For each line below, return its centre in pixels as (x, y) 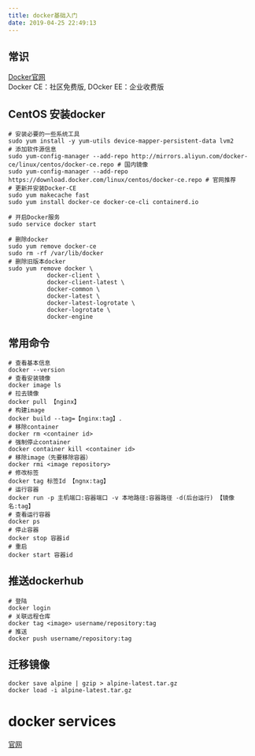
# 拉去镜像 (24, 393)
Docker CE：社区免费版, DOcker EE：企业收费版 (86, 87)
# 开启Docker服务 (34, 217)
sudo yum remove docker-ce (52, 246)
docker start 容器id (41, 555)
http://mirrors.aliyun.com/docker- (189, 157)
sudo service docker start (52, 224)
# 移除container (33, 427)
